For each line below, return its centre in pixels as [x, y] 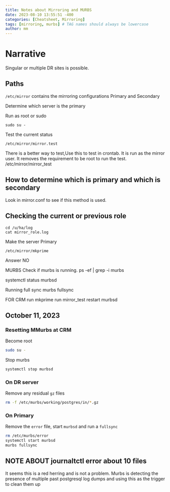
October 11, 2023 [32, 315]
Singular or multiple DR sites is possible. [47, 68]
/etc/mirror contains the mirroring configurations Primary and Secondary [82, 96]
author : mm [17, 29]
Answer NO [17, 260]
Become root [19, 341]
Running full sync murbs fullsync [40, 290]
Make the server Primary [31, 241]
